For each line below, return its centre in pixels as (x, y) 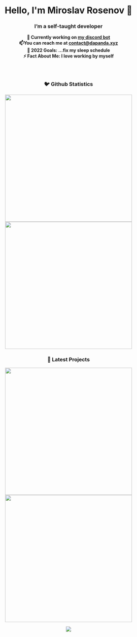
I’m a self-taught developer (68, 26)
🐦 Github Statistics (68, 84)
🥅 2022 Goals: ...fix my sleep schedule (68, 50)
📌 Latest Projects (68, 359)
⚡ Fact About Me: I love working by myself (68, 56)
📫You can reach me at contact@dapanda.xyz (68, 43)
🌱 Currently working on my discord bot (68, 37)
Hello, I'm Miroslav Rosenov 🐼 (68, 10)
